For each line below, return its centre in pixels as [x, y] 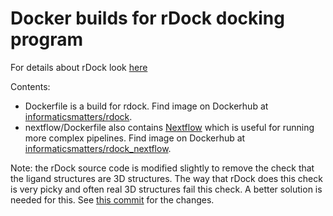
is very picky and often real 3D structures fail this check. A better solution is [166, 189]
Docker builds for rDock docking [147, 18]
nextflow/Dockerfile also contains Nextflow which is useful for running [169, 127]
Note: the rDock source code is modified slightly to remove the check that [162, 168]
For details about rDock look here [79, 67]
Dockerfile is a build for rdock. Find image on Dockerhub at [146, 106]
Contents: [30, 86]
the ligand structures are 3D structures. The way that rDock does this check [166, 178]
